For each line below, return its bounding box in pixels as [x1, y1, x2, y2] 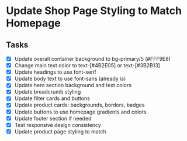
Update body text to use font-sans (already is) [14, 75, 126, 82]
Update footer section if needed [14, 115, 92, 122]
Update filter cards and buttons [14, 95, 91, 102]
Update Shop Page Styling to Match [6, 4, 182, 18]
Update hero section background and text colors [14, 82, 131, 89]
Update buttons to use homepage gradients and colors [14, 108, 147, 115]
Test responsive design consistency [14, 121, 101, 128]
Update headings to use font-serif [14, 68, 96, 75]
